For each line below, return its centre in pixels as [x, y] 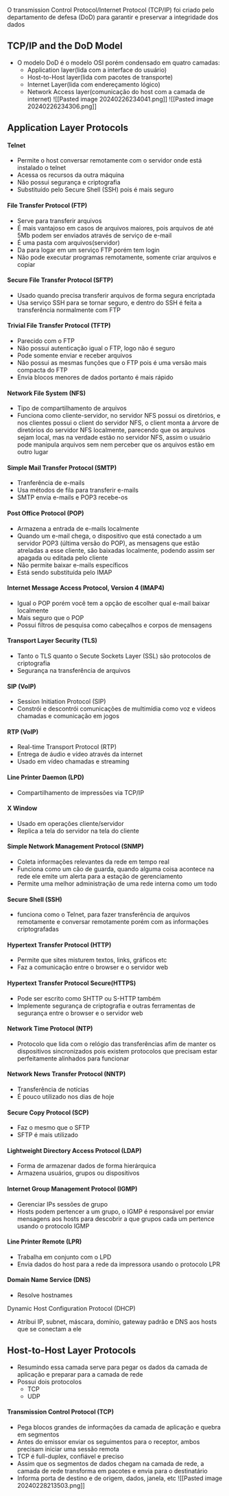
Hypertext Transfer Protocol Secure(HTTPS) [72, 983]
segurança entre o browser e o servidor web [80, 1013]
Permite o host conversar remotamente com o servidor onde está [109, 161]
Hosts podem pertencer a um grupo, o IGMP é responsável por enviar [116, 1211]
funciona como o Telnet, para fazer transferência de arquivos [104, 914]
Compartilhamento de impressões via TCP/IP [81, 792]
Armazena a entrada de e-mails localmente [78, 528]
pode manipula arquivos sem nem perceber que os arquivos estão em [116, 444]
